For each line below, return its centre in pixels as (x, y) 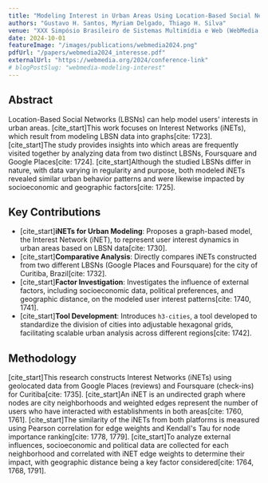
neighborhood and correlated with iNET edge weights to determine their (126, 454)
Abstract (31, 100)
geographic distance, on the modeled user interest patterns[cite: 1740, (135, 299)
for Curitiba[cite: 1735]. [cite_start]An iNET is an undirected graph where (127, 394)
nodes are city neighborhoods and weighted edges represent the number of (133, 403)
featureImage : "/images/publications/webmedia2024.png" (103, 46)
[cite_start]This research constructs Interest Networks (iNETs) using (120, 378)
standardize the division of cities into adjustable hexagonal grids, (126, 325)
